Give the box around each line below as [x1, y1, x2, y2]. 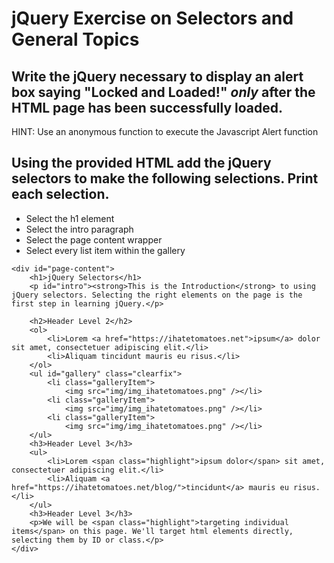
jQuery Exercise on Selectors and [11, 7, 294, 30]
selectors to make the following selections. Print [11, 170, 319, 187]
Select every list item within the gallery [25, 244, 186, 256]
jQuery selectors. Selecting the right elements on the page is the [11, 290, 303, 300]
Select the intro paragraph [25, 223, 134, 235]
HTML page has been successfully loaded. [11, 99, 283, 116]
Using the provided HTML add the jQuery [11, 155, 272, 172]
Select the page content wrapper [25, 233, 163, 246]
